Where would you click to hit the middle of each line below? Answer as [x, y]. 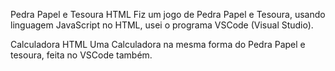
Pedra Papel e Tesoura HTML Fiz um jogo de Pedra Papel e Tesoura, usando [168, 14]
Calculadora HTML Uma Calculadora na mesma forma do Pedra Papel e [158, 44]
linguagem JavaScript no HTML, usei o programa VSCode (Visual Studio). [162, 25]
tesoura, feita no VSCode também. [81, 55]
